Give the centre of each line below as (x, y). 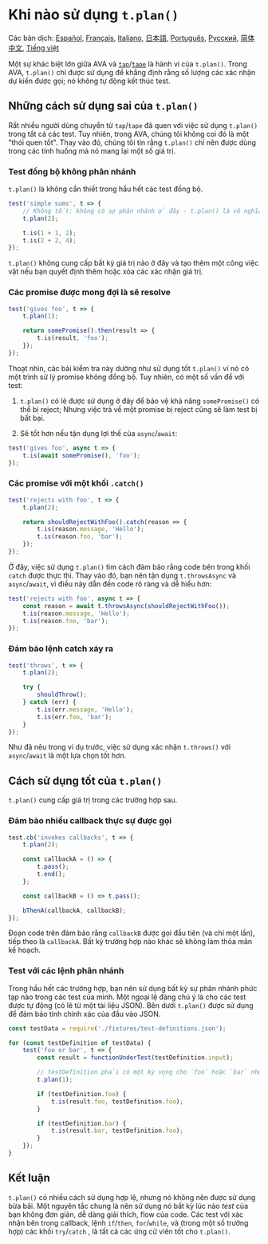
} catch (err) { (50, 702)
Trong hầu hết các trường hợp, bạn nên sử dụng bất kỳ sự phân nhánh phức (133, 988)
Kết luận (29, 1178)
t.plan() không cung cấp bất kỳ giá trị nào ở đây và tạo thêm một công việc (134, 263)
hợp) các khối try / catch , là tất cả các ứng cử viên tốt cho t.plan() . (120, 1231)
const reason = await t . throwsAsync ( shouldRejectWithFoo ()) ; (126, 606)
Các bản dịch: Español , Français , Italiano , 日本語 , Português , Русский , (124, 38)
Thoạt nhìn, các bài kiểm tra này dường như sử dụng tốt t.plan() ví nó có (129, 368)
